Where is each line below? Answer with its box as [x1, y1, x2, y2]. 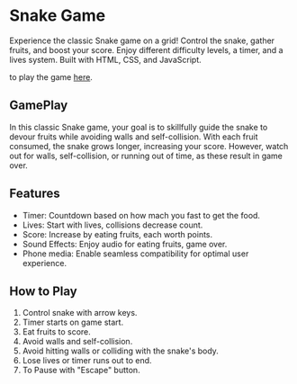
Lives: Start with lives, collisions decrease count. [22, 219, 203, 230]
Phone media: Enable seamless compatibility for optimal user [22, 248, 249, 259]
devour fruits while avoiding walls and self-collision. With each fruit [9, 131, 258, 142]
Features [9, 186, 60, 201]
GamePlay [9, 98, 68, 113]
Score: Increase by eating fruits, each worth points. [22, 228, 213, 239]
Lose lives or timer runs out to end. [22, 355, 152, 366]
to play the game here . [9, 71, 93, 82]
